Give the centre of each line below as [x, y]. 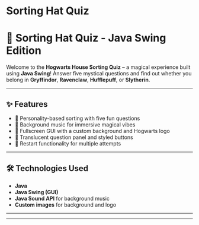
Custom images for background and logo [65, 205]
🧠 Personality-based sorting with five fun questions [77, 118]
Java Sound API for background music [62, 198]
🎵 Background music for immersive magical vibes [75, 124]
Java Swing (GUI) [36, 192]
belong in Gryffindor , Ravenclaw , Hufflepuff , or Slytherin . [78, 80]
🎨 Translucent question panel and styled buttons [74, 137]
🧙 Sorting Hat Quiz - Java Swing [86, 38]
